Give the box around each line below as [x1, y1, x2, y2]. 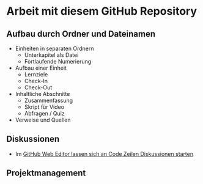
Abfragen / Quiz [24, 110, 65, 117]
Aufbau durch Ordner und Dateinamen [6, 29, 156, 39]
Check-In [24, 78, 48, 84]
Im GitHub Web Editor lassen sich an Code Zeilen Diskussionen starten [15, 150, 194, 157]
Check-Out [24, 84, 53, 91]
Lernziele [24, 71, 48, 78]
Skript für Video [24, 103, 64, 111]
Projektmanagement [6, 168, 86, 178]
